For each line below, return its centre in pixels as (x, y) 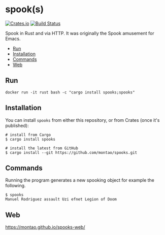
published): (17, 125)
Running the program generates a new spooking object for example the (80, 180)
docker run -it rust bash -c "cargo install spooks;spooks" (70, 92)
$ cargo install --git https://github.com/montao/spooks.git (71, 153)
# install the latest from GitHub (42, 148)
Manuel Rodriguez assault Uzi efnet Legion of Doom (61, 199)
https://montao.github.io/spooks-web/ (45, 227)
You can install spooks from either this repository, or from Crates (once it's (82, 120)
